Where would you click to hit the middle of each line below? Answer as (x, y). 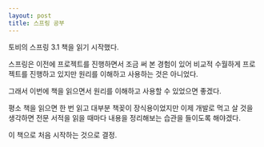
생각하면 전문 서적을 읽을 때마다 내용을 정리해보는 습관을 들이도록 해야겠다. (125, 117)
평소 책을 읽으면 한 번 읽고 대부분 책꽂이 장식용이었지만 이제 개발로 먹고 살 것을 (131, 108)
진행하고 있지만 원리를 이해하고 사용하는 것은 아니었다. (114, 73)
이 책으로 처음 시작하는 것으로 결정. (63, 135)
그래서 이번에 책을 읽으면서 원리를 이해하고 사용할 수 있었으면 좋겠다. (115, 91)
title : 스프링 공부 (36, 23)
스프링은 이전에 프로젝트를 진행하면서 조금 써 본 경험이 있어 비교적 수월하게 (125, 64)
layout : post (30, 16)
